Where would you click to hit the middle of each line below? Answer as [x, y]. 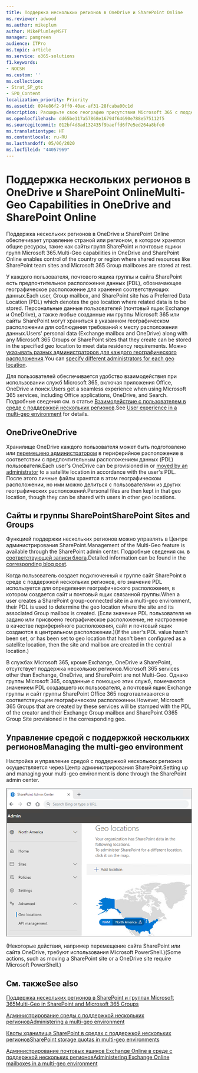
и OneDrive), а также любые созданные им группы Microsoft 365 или [93, 314]
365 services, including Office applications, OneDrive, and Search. [87, 395]
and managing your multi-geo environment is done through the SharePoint [96, 774]
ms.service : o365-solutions [41, 56]
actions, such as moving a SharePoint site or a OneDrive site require [89, 959]
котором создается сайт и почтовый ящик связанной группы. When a [93, 594]
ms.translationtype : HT [35, 131]
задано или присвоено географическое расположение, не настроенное [97, 620]
